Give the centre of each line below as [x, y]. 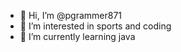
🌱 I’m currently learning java [77, 36]
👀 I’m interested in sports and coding [95, 26]
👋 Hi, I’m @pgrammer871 [71, 15]
